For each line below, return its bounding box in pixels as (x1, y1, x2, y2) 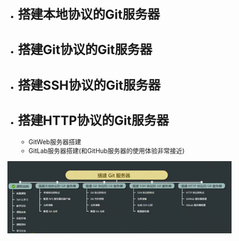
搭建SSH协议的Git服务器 (17, 77, 161, 93)
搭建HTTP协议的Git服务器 (17, 112, 169, 128)
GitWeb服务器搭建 (28, 137, 82, 146)
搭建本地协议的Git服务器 (17, 6, 160, 23)
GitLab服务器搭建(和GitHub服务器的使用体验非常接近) (28, 146, 185, 155)
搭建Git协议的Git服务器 (17, 42, 153, 58)
